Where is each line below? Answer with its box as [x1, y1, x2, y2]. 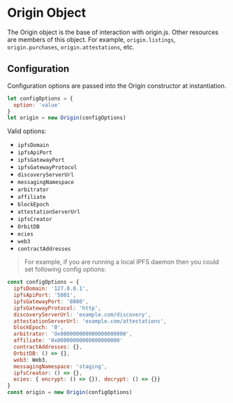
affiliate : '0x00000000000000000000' [13, 337, 123, 344]
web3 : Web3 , [13, 356, 49, 363]
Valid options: [7, 127, 47, 135]
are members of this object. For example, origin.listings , [7, 35, 176, 43]
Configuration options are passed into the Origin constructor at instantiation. [7, 82, 227, 90]
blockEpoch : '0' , [13, 324, 64, 331]
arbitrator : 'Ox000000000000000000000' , [13, 330, 133, 337]
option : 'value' [13, 101, 61, 109]
